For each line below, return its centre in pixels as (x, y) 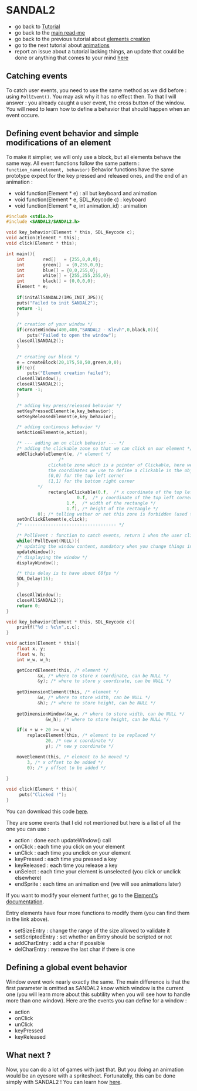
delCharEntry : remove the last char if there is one (75, 949)
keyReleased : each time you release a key (66, 865)
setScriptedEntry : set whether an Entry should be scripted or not (93, 937)
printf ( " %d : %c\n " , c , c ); (48, 627)
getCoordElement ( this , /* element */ (63, 670)
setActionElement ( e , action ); (52, 433)
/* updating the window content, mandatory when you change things (101, 546)
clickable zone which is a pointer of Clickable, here (116, 465)
